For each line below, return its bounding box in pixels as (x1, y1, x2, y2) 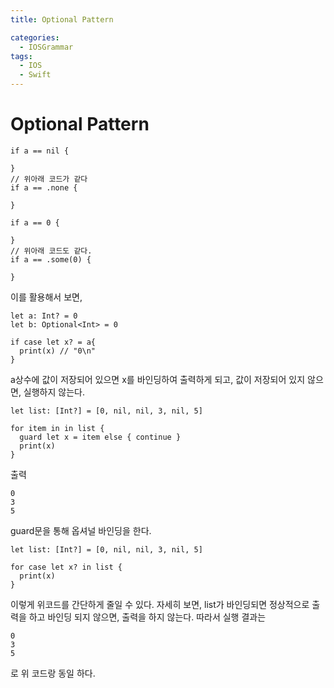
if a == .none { (10, 182, 78, 193)
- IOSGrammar (19, 42, 74, 52)
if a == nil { (10, 146, 70, 156)
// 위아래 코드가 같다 (10, 174, 88, 184)
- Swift (19, 70, 52, 80)
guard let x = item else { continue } (19, 432, 182, 442)
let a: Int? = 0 (10, 311, 78, 321)
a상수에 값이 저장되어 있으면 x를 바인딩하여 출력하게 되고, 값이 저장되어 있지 (10, 373, 306, 385)
